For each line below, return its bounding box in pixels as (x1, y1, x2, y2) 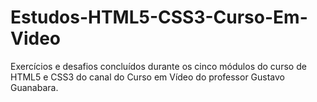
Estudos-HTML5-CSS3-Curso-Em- (10, 6, 308, 29)
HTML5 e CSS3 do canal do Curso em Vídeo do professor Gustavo (10, 71, 285, 83)
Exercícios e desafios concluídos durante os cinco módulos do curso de (10, 60, 307, 72)
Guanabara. (10, 81, 59, 93)
